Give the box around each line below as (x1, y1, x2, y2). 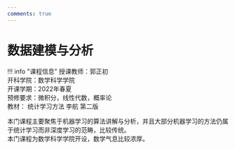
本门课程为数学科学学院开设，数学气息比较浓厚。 (7, 134, 149, 143)
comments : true (7, 10, 52, 17)
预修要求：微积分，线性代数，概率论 (7, 93, 112, 101)
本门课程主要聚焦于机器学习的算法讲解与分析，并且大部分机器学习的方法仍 (7, 117, 222, 125)
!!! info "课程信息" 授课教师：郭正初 (7, 67, 109, 76)
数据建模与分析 (7, 43, 94, 58)
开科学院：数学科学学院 (7, 76, 75, 84)
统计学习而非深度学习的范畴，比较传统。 (13, 125, 130, 134)
